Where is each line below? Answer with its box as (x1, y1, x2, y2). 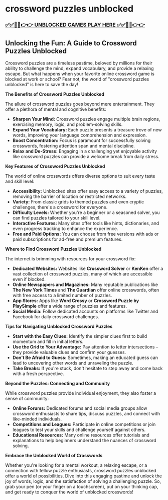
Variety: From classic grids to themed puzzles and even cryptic (12, 198, 144, 204)
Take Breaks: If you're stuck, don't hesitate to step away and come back (12, 365, 163, 371)
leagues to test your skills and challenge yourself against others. (12, 426, 146, 433)
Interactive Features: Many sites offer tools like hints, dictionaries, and (12, 220, 159, 226)
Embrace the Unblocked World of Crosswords (5, 452, 103, 458)
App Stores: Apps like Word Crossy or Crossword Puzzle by (12, 298, 139, 304)
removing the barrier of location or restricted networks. (12, 193, 127, 199)
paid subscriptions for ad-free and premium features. (12, 236, 123, 242)
